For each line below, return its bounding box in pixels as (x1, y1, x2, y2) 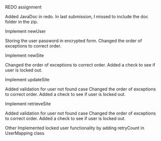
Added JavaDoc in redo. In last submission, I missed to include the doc (5, 14, 149, 19)
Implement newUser (5, 28, 46, 34)
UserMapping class (5, 130, 45, 136)
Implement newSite (5, 52, 44, 58)
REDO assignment (5, 4, 42, 10)
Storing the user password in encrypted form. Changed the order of (5, 38, 142, 44)
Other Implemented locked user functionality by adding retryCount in (5, 125, 145, 131)
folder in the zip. (5, 19, 38, 24)
